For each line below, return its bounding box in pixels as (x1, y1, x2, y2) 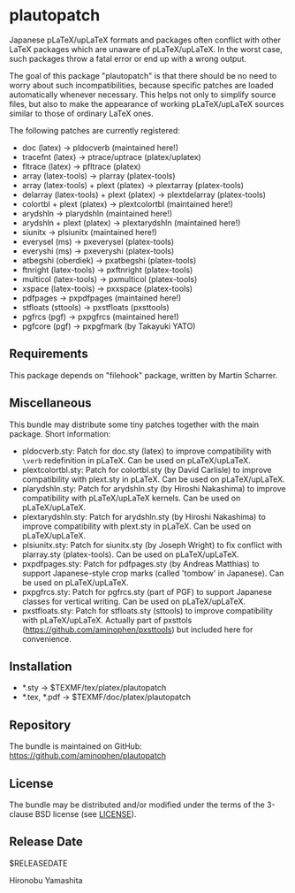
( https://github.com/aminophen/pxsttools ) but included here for (21, 624, 253, 635)
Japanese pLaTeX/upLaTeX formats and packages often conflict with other (9, 34, 281, 45)
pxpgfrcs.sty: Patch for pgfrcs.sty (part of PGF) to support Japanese (21, 586, 272, 597)
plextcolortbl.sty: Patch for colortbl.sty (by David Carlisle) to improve (21, 464, 272, 475)
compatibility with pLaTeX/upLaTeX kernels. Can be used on (21, 492, 241, 503)
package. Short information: (9, 428, 111, 439)
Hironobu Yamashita (9, 874, 83, 885)
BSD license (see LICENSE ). (34, 809, 137, 819)
